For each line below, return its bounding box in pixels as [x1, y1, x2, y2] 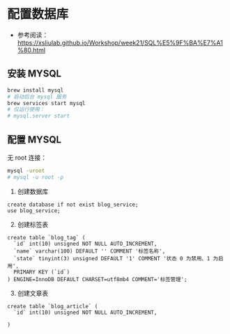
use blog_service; [7, 207, 61, 214]
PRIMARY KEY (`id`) [13, 269, 70, 276]
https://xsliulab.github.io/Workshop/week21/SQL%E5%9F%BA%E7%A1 [17, 38, 223, 47]
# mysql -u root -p [7, 173, 64, 181]
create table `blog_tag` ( [7, 234, 86, 241]
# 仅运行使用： [7, 106, 45, 113]
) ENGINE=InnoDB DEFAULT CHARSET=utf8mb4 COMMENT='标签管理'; [7, 276, 187, 283]
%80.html [17, 46, 46, 54]
